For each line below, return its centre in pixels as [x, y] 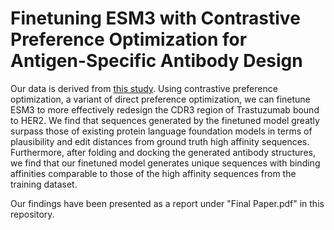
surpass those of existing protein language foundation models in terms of [161, 131]
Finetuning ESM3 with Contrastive [155, 18]
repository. [32, 214]
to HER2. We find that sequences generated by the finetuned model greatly [165, 120]
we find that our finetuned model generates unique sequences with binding [165, 163]
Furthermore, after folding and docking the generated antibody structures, [163, 152]
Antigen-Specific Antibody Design [156, 61]
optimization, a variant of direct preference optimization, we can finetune [160, 99]
